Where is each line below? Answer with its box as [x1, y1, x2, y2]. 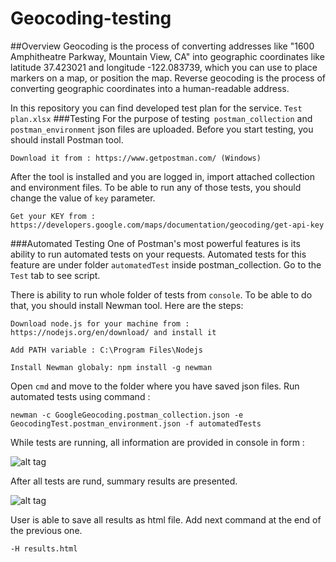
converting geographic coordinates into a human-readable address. [10, 82, 290, 94]
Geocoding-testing [10, 7, 172, 30]
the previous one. [10, 524, 83, 536]
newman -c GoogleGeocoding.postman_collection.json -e [10, 410, 244, 420]
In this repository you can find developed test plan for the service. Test [10, 102, 303, 114]
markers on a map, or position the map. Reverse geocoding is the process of [10, 72, 326, 84]
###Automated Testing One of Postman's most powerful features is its [10, 237, 301, 249]
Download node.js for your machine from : [10, 318, 190, 329]
